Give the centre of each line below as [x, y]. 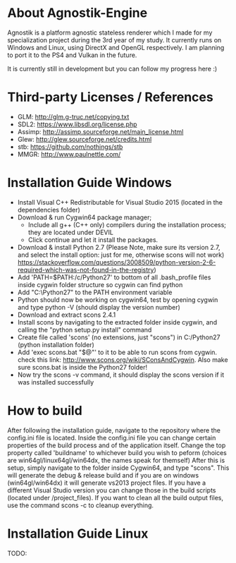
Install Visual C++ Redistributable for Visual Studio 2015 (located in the [120, 202]
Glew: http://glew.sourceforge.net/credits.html [85, 139]
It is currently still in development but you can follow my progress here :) [112, 68]
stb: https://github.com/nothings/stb [70, 147]
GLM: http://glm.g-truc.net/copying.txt [73, 116]
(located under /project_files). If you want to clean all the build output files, [116, 497]
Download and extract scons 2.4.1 [67, 315]
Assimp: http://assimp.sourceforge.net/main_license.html [100, 131]
